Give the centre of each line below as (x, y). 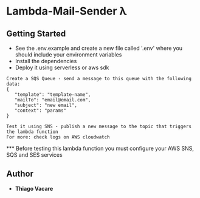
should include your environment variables (68, 55)
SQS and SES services (34, 155)
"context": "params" (40, 111)
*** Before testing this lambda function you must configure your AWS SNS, (100, 148)
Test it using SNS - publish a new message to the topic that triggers (99, 126)
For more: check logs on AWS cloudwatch (58, 137)
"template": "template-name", (53, 95)
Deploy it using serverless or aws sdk (62, 67)
